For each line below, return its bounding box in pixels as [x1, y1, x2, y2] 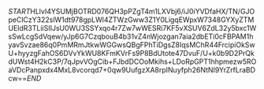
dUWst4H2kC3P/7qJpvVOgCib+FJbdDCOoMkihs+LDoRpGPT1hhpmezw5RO [8, 57, 257, 66]
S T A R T [8, 7, 31, 16]
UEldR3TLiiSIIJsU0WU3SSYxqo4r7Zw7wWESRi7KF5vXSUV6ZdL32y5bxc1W [8, 24, 257, 32]
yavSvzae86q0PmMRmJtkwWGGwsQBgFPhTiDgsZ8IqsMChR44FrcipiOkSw [8, 40, 256, 50]
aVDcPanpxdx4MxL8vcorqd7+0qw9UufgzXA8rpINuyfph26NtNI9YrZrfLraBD [8, 65, 256, 74]
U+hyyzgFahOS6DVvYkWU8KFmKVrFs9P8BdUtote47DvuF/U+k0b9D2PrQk [8, 49, 255, 57]
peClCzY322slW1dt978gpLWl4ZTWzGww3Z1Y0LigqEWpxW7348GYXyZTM [8, 15, 255, 24]
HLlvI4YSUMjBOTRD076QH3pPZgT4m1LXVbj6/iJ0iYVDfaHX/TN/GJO [30, 7, 255, 16]
